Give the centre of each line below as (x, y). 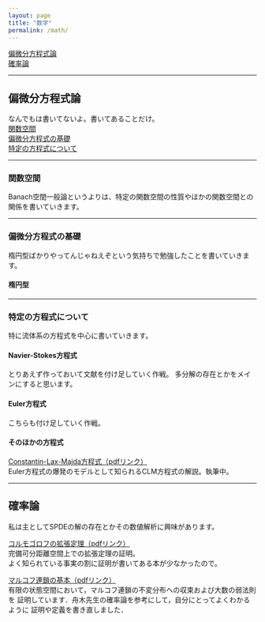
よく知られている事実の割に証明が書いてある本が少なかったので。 (115, 563)
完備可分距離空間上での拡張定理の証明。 (74, 553)
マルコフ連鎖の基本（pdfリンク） (62, 580)
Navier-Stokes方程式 (43, 355)
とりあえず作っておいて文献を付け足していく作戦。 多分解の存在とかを (123, 374)
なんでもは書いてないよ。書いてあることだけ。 (84, 119)
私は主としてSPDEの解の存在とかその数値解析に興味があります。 (114, 526)
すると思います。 (50, 384)
